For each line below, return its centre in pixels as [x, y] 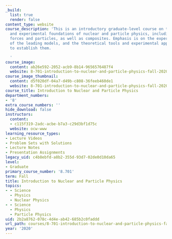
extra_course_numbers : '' [33, 105]
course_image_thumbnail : [32, 77]
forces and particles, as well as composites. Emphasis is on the [82, 39]
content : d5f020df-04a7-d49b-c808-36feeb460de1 [62, 81]
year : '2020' [19, 229]
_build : [14, 10]
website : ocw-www [28, 128]
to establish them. [31, 48]
